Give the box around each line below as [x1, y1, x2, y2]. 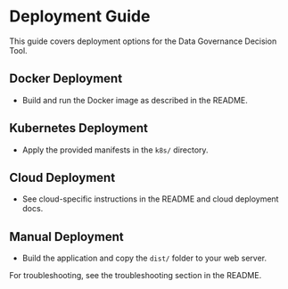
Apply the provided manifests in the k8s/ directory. [21, 144, 209, 155]
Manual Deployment [9, 229, 124, 244]
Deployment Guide [9, 6, 151, 27]
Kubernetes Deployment [9, 120, 149, 136]
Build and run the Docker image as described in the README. [21, 95, 248, 105]
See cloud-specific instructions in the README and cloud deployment [21, 194, 279, 204]
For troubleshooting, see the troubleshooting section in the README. [9, 270, 262, 281]
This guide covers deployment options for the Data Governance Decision [9, 36, 277, 46]
